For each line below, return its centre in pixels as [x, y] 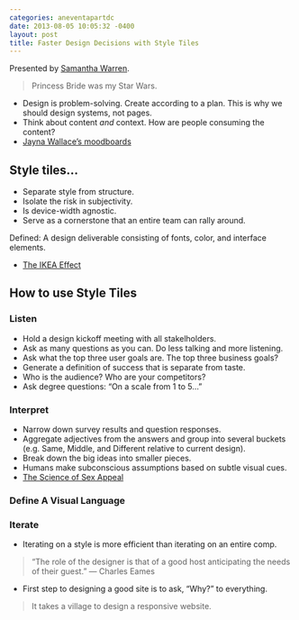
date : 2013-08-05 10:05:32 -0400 [72, 26]
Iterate [24, 524]
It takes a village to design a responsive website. [121, 606]
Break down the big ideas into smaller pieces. [107, 458]
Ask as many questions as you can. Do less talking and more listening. [153, 348]
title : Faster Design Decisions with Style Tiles [104, 43]
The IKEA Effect [51, 265]
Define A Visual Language [68, 500]
